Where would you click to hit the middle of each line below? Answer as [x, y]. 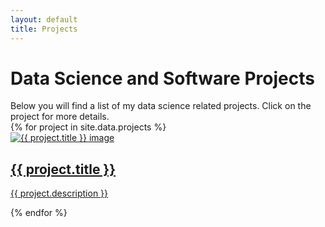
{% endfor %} [39, 213]
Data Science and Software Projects [162, 78]
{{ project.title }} [63, 169]
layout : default [44, 19]
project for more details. [60, 117]
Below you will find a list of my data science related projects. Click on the [161, 106]
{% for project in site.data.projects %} [88, 127]
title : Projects [44, 29]
